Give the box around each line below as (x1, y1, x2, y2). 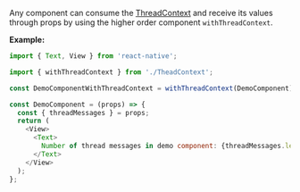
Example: (9, 35, 46, 45)
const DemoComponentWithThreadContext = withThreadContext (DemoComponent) (9, 84, 294, 93)
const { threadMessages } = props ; (17, 108, 150, 117)
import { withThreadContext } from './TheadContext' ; (9, 67, 214, 77)
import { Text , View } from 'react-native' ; (9, 52, 178, 61)
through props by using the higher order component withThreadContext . (9, 17, 274, 28)
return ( (17, 116, 50, 126)
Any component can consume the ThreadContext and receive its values (9, 8, 274, 18)
